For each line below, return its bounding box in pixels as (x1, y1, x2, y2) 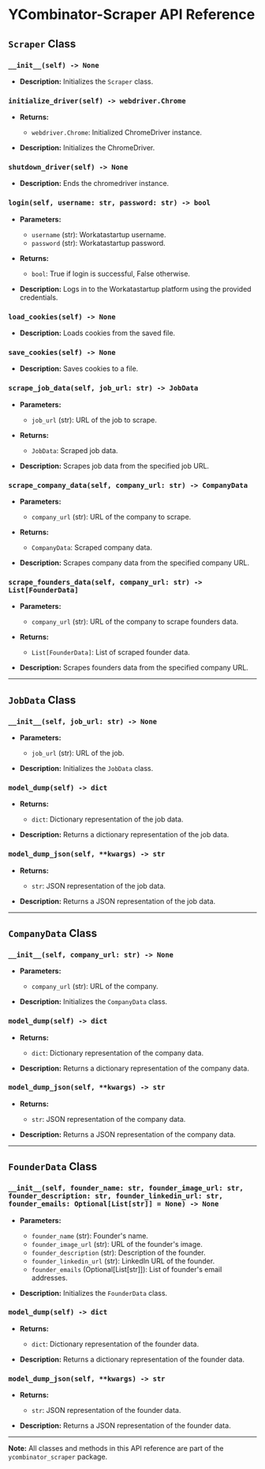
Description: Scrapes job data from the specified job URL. (19, 461, 210, 470)
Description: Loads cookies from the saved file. (19, 328, 176, 338)
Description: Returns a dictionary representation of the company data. (19, 1063, 250, 1073)
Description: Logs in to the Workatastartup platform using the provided (19, 284, 252, 293)
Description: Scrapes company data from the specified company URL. (19, 557, 250, 567)
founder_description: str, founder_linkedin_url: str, (8, 1191, 223, 1201)
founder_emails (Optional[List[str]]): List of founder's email (31, 1264, 222, 1274)
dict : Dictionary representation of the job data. (31, 814, 184, 824)
